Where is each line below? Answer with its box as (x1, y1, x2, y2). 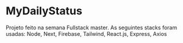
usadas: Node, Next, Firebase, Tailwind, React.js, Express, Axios (5, 30, 167, 37)
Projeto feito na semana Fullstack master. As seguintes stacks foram (5, 24, 178, 31)
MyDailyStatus (5, 4, 83, 18)
